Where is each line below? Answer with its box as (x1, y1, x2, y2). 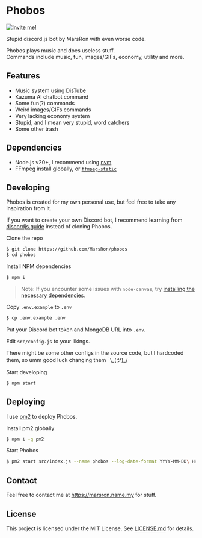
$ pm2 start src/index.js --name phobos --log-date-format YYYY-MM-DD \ (6, 458, 189, 464)
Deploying (6, 397, 46, 407)
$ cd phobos (6, 252, 36, 258)
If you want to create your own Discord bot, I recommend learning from (6, 216, 183, 224)
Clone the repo (6, 234, 43, 242)
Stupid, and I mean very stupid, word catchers (14, 119, 130, 126)
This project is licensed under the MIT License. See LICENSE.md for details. (6, 525, 194, 532)
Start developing (6, 368, 47, 375)
